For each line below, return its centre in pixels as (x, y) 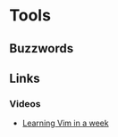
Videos (25, 103)
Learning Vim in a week (65, 123)
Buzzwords (42, 48)
